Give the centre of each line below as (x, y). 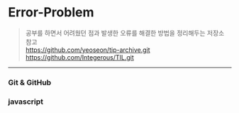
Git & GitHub (30, 82)
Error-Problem (51, 12)
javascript (26, 102)
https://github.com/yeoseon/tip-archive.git (88, 50)
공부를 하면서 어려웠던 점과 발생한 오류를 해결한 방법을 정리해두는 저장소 (125, 33)
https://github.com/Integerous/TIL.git (79, 57)
